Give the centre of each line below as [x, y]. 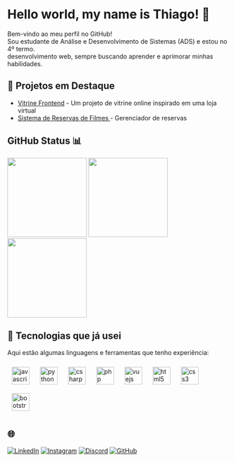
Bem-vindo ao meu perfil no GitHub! [60, 34]
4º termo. [21, 49]
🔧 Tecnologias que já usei [64, 336]
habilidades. [25, 63]
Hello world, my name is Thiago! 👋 [109, 14]
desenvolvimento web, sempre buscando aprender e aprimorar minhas [110, 56]
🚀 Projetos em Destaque [61, 86]
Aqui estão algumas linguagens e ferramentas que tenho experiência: [108, 353]
